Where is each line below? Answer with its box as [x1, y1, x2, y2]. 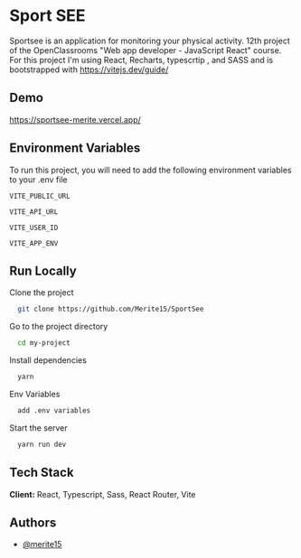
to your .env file [9, 173, 68, 185]
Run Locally [9, 263, 77, 278]
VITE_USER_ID [9, 223, 59, 232]
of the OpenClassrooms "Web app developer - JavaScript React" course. [9, 44, 282, 55]
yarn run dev [17, 440, 67, 449]
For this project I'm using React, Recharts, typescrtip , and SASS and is [9, 54, 274, 65]
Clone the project [9, 287, 74, 298]
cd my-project [17, 339, 71, 348]
